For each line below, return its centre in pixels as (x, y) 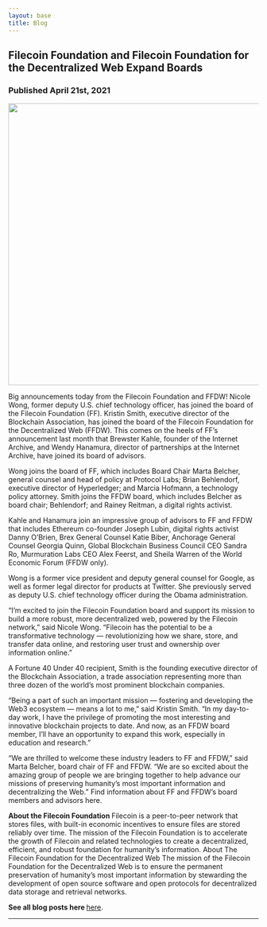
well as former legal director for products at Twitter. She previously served (130, 586)
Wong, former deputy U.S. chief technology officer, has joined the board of (131, 405)
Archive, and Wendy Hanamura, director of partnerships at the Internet (124, 447)
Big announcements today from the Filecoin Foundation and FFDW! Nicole (130, 397)
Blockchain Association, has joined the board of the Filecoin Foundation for (131, 422)
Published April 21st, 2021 (60, 90)
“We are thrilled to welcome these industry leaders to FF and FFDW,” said (128, 758)
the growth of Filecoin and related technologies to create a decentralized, (128, 841)
